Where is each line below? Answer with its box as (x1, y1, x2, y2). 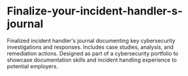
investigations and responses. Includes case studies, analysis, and (7, 43, 174, 51)
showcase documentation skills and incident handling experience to (7, 56, 177, 63)
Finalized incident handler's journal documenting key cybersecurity (7, 37, 176, 44)
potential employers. (7, 62, 58, 70)
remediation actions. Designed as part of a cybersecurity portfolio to (7, 49, 179, 57)
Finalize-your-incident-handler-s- (7, 4, 183, 18)
